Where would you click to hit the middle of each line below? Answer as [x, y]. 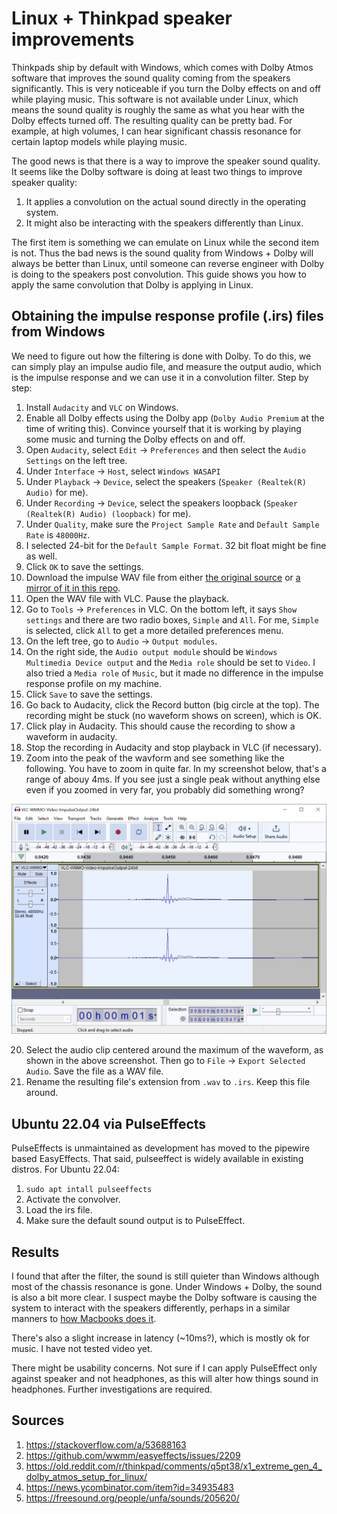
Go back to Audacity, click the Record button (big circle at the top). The [172, 704]
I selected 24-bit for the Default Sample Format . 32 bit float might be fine [176, 545]
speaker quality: [44, 182]
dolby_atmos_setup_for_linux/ [86, 1476]
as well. [41, 556]
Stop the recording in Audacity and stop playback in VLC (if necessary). [173, 747]
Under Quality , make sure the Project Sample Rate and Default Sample [172, 524]
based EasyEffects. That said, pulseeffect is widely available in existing [157, 1159]
